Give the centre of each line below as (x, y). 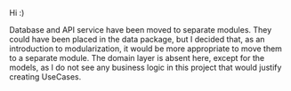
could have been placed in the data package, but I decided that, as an (137, 39)
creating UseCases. (45, 77)
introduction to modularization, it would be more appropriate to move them (146, 49)
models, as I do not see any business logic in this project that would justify (145, 67)
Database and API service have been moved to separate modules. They (141, 30)
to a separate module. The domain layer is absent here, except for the (137, 58)
